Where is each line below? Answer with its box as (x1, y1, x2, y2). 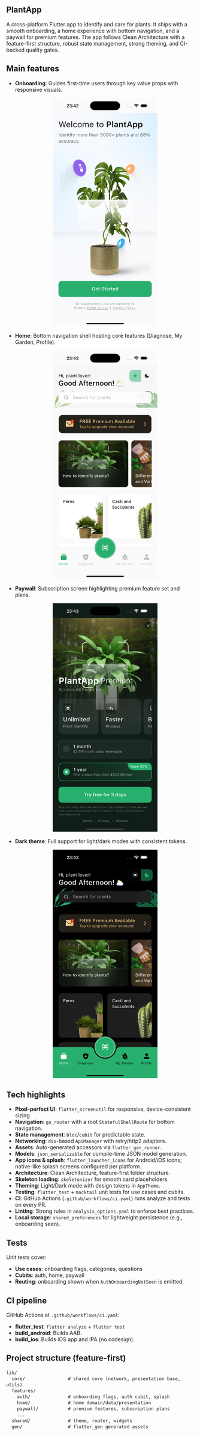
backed (6, 46, 25, 53)
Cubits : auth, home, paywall (14, 1272, 85, 1279)
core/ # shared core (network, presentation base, (11, 1375, 181, 1382)
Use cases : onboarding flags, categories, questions (14, 1266, 143, 1273)
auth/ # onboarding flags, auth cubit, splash (17, 1393, 170, 1400)
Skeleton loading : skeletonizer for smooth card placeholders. (14, 1176, 169, 1183)
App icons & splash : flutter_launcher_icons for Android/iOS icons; (14, 1156, 183, 1164)
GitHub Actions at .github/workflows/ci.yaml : (6, 1311, 120, 1318)
